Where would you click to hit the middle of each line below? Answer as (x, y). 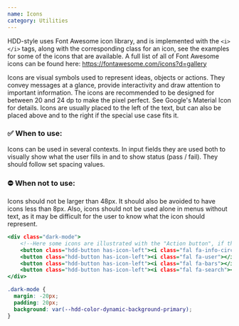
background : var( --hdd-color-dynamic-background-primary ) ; (103, 309)
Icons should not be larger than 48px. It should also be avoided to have (111, 201)
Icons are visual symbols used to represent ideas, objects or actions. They (116, 77)
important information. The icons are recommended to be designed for (111, 93)
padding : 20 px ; (36, 303)
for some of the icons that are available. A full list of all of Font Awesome (113, 56)
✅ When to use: (35, 134)
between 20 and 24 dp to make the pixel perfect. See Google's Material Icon (119, 100)
